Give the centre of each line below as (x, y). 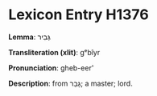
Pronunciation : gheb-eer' (51, 68)
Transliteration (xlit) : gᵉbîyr (54, 52)
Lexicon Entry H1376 (78, 15)
